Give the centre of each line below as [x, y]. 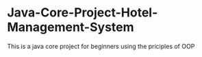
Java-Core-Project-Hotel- [83, 13]
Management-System [71, 27]
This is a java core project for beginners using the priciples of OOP [101, 46]
